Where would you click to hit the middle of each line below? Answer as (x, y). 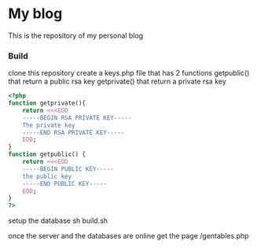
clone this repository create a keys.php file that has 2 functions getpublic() (129, 73)
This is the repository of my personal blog (76, 35)
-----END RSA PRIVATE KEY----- (73, 132)
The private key (49, 125)
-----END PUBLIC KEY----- (65, 183)
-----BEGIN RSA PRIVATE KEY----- (77, 118)
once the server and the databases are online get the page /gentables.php (128, 236)
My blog (35, 14)
